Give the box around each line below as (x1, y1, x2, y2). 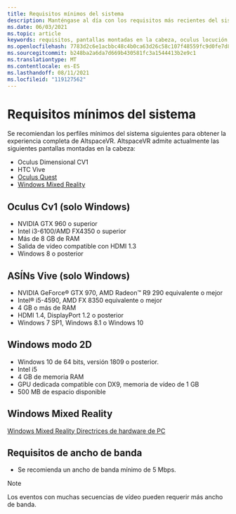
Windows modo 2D (7, 339, 93, 351)
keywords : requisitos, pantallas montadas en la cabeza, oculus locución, (7, 37, 231, 44)
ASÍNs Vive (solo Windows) (7, 270, 130, 282)
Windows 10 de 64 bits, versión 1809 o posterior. (17, 357, 159, 366)
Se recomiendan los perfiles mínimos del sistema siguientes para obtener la (7, 130, 226, 138)
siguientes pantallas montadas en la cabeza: (7, 144, 136, 153)
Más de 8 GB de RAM (17, 234, 80, 243)
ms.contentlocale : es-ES (7, 63, 80, 70)
